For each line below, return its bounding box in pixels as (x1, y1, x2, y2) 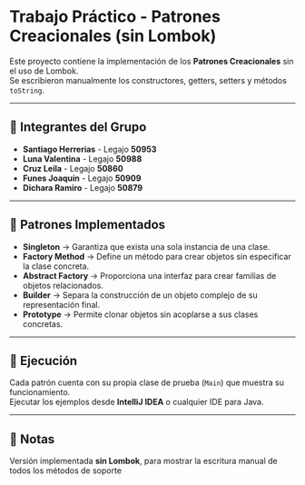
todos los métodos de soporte (9, 465, 123, 476)
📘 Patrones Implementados (9, 217, 166, 233)
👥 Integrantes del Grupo (9, 120, 147, 135)
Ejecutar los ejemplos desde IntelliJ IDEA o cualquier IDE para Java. (9, 397, 265, 408)
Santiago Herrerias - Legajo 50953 (22, 144, 157, 154)
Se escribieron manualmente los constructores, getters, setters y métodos (9, 74, 288, 85)
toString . (9, 84, 45, 95)
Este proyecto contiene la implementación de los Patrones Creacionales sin (9, 55, 294, 66)
